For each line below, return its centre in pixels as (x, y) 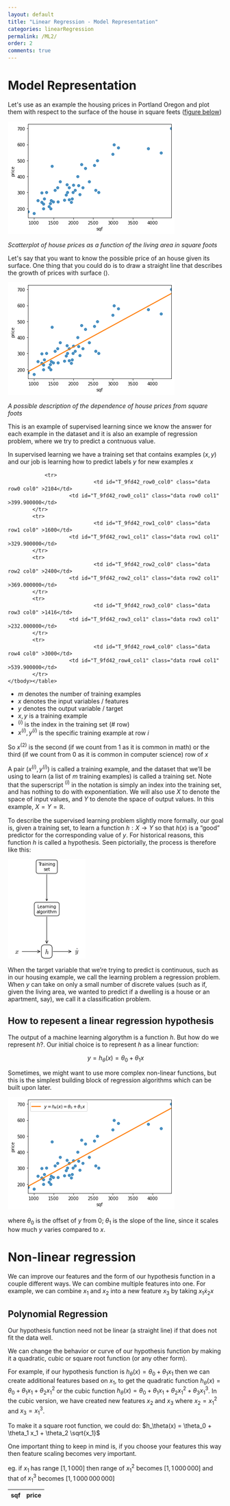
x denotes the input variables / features (73, 701)
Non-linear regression (72, 1257)
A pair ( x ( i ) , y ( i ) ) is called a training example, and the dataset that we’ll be (110, 768)
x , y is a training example (52, 716)
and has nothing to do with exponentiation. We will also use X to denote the (114, 792)
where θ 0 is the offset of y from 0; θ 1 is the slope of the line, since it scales (113, 1221)
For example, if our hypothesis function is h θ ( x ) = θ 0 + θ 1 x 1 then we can (109, 1372)
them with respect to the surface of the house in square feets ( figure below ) (115, 112)
